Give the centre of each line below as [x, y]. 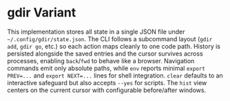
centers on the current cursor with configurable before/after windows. [107, 90]
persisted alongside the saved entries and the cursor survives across [105, 54]
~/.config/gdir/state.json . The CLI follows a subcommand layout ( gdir [110, 38]
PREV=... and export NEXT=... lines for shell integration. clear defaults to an [115, 75]
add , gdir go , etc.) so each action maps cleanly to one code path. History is [114, 46]
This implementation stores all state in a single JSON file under [96, 32]
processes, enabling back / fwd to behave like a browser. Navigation [101, 60]
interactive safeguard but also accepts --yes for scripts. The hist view [107, 82]
